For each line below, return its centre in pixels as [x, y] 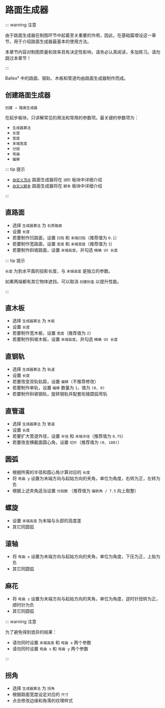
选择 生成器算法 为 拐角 [33, 688]
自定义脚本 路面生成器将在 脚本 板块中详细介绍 [57, 186]
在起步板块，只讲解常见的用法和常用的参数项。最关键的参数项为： [72, 118]
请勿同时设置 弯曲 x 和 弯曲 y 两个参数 [50, 649]
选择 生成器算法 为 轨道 [33, 369]
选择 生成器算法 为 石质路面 [37, 225]
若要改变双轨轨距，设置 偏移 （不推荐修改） [55, 382]
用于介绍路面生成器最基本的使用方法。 [52, 41]
